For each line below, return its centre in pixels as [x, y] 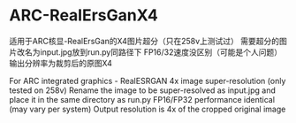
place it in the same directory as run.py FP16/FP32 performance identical [142, 99]
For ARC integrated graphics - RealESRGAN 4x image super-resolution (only [148, 81]
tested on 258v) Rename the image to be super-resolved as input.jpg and [142, 90]
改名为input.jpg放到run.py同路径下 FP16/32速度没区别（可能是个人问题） [149, 52]
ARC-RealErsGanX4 [84, 15]
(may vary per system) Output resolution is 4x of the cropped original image [148, 109]
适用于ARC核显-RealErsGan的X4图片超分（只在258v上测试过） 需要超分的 [144, 41]
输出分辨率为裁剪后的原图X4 [61, 63]
